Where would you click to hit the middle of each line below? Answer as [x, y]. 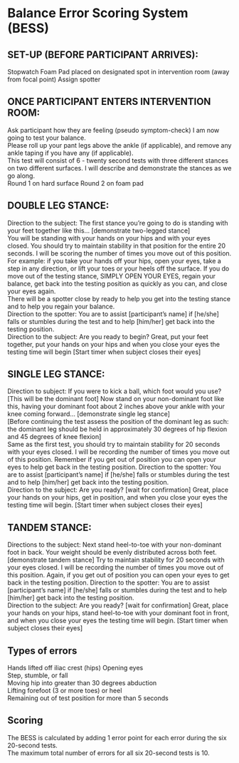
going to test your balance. [47, 138]
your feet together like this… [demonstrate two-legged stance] [99, 231]
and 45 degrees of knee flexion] [54, 437]
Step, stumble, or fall [38, 675]
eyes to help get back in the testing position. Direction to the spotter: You [115, 467]
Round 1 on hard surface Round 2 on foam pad [76, 183]
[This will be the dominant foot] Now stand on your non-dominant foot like [116, 399]
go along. [21, 176]
